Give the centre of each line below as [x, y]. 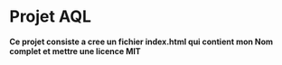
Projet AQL [51, 17]
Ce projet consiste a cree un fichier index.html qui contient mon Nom [141, 42]
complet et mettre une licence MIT [75, 51]
